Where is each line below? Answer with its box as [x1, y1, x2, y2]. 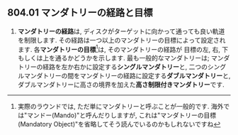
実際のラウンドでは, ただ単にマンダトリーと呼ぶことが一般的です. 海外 [17, 102, 224, 111]
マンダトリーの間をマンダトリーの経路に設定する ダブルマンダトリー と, [23, 72, 231, 80]
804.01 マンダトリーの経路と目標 [7, 6, 153, 19]
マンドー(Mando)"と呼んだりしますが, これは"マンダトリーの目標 [27, 111, 217, 119]
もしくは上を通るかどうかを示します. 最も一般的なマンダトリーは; [17, 54, 210, 63]
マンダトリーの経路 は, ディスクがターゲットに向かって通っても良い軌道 [17, 27, 225, 36]
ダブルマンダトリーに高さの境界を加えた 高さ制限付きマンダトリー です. [17, 80, 225, 89]
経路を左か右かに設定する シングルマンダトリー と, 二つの [42, 63, 208, 71]
